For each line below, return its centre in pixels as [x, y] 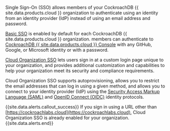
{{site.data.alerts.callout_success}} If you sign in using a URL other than [81, 107]
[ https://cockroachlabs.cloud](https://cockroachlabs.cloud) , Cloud [76, 112]
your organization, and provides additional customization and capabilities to [85, 65]
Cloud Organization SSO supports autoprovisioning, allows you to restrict [82, 81]
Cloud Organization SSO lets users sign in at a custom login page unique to [84, 60]
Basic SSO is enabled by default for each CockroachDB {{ [66, 34]
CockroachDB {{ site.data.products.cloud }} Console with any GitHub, [79, 45]
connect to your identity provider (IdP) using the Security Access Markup [83, 91]
